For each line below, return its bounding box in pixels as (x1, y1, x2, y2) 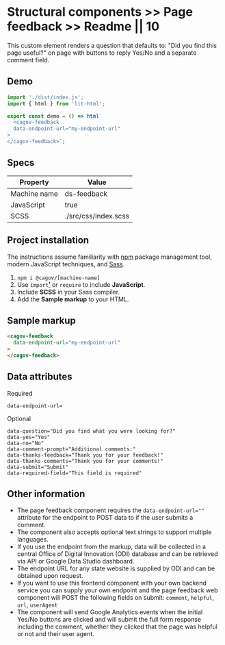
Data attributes (7, 371, 73, 383)
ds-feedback (64, 189, 108, 199)
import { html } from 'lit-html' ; (7, 100, 106, 107)
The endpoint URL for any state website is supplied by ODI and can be (16, 564, 215, 572)
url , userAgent (16, 600, 58, 609)
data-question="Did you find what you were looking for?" (7, 427, 176, 435)
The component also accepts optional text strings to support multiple (16, 528, 212, 536)
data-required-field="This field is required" (7, 470, 142, 477)
